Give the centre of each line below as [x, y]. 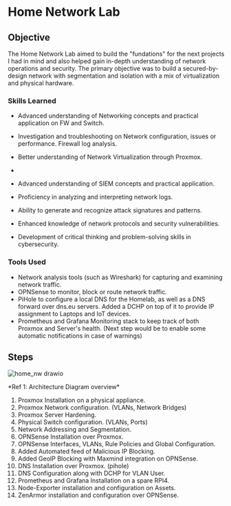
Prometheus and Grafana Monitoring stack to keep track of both [108, 321]
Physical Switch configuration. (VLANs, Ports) [83, 422]
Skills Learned [32, 100]
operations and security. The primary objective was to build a [95, 68]
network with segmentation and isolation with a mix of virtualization [124, 76]
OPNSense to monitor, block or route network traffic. [92, 291]
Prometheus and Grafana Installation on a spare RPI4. [93, 481]
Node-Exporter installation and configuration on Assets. [97, 488]
